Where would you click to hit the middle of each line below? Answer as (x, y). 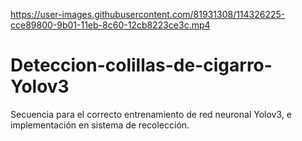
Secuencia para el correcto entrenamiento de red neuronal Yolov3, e (151, 114)
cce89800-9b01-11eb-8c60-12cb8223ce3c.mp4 (110, 25)
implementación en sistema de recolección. (100, 125)
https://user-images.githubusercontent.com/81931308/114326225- (148, 14)
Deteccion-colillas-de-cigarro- (141, 65)
